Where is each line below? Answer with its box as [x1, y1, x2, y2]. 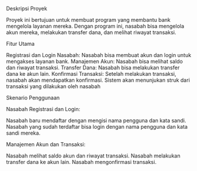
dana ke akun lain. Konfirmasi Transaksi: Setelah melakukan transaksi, [6, 71, 176, 77]
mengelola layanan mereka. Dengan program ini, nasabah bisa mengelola [6, 23, 185, 29]
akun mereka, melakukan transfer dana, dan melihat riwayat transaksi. [6, 29, 176, 36]
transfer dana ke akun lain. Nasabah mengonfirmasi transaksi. [6, 159, 157, 165]
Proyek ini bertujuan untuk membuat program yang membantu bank [6, 16, 171, 23]
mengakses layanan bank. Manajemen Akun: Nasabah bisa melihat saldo [6, 58, 183, 65]
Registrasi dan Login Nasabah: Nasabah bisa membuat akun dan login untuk [6, 52, 192, 58]
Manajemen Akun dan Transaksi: [6, 141, 86, 147]
